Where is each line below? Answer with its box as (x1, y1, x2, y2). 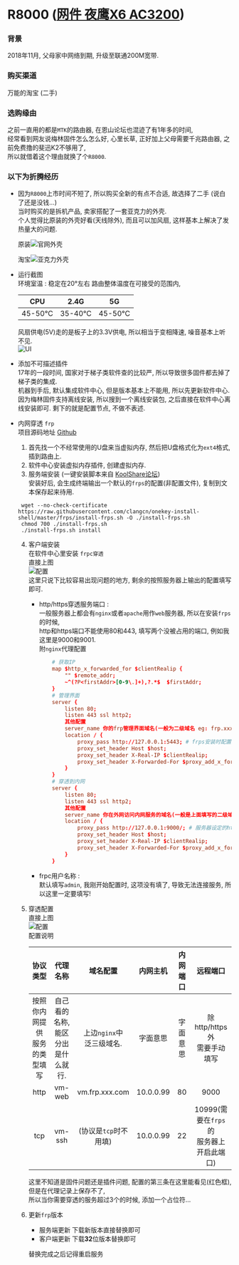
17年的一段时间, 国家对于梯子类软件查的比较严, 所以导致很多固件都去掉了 (17, 368, 231, 377)
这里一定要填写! (45, 889, 91, 898)
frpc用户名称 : (38, 871, 80, 880)
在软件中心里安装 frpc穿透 (28, 549, 104, 558)
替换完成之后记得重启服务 (28, 1249, 104, 1258)
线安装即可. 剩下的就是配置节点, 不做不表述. (17, 404, 146, 413)
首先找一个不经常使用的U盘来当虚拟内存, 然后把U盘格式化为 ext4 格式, (28, 443, 231, 452)
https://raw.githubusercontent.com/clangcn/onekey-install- (17, 508, 200, 515)
